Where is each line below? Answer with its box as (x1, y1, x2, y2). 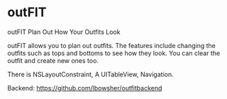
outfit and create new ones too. (7, 56, 99, 64)
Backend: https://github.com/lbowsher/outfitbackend (7, 83, 162, 92)
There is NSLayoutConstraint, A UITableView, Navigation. (7, 70, 174, 78)
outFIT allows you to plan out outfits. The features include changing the (7, 41, 216, 49)
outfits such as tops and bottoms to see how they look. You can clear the (7, 49, 221, 57)
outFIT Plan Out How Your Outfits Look (7, 28, 121, 36)
